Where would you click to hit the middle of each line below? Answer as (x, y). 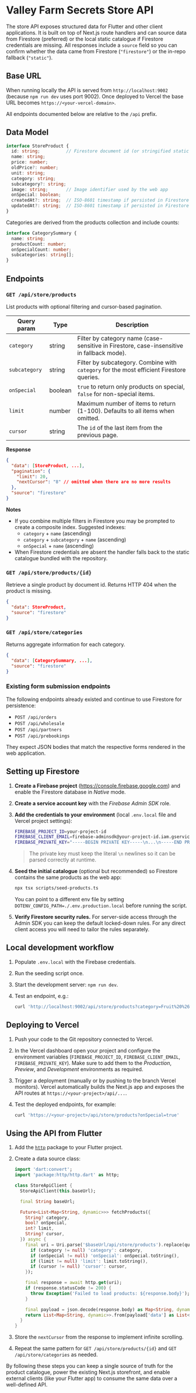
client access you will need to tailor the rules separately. (82, 929)
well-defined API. (27, 1385)
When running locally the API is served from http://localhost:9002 (87, 90)
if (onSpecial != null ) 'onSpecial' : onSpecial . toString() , (105, 1256)
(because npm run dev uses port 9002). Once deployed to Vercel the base (95, 96)
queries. (88, 377)
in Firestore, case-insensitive (143, 345)
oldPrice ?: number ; (35, 168)
